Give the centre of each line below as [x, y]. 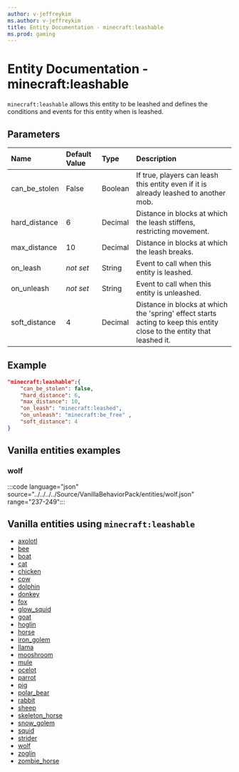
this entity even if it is [172, 184]
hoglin [27, 624]
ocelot [27, 670]
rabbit [26, 701]
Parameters [34, 134]
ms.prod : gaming [31, 34]
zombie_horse [38, 761]
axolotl [27, 541]
